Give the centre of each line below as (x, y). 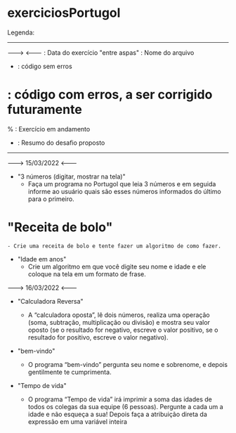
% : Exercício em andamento (49, 129)
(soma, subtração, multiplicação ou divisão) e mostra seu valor (119, 322)
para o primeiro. (51, 199)
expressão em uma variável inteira (78, 421)
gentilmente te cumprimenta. (70, 372)
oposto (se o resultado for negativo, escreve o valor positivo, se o (123, 330)
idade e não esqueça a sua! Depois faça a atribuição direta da (117, 414)
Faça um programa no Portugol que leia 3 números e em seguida (122, 183)
